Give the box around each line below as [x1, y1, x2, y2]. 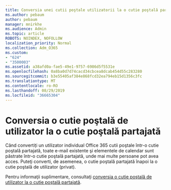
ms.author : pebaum [5, 12, 44, 17]
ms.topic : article [5, 31, 44, 36]
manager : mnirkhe [5, 21, 42, 27]
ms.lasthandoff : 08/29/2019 [5, 88, 65, 93]
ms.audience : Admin [5, 26, 47, 32]
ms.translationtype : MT [5, 78, 56, 84]
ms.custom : [5, 50, 28, 55]
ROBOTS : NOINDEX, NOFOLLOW [5, 36, 63, 41]
